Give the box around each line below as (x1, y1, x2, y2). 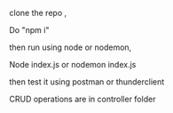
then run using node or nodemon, (9, 42, 132, 52)
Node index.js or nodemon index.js (9, 60, 137, 69)
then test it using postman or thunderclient (9, 77, 165, 87)
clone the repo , (9, 8, 67, 18)
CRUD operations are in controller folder (9, 93, 156, 104)
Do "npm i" (9, 25, 50, 35)
